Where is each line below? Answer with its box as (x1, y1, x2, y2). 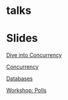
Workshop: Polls (6, 87, 47, 94)
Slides (6, 32, 38, 45)
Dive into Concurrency (6, 52, 62, 59)
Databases (6, 75, 33, 82)
